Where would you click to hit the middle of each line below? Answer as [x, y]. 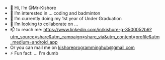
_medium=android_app [34, 42]
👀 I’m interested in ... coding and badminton [55, 13]
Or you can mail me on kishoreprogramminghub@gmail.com [72, 47]
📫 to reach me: [26, 29]
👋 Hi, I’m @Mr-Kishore [33, 8]
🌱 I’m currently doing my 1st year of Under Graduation [66, 18]
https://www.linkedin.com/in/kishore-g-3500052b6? [98, 29]
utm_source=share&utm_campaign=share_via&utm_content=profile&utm [85, 37]
